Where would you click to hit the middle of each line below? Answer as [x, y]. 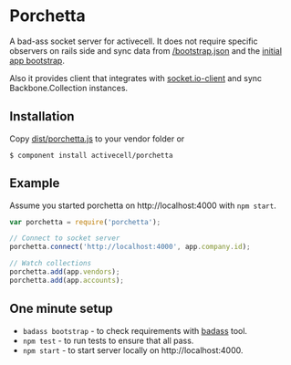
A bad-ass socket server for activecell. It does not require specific [134, 41]
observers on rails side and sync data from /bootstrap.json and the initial [146, 50]
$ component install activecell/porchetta [91, 155]
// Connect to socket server [65, 238]
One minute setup [61, 309]
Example [35, 183]
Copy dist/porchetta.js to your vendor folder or [97, 139]
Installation [42, 116]
